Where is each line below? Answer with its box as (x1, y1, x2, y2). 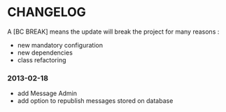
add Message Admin (17, 89, 78, 98)
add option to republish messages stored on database (17, 97, 174, 105)
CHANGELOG (7, 4, 86, 20)
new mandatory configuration (17, 41, 104, 49)
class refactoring (17, 55, 66, 64)
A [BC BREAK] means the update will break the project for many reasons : (7, 27, 220, 36)
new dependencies (17, 48, 73, 57)
